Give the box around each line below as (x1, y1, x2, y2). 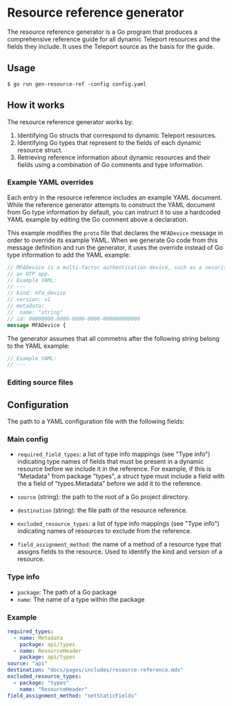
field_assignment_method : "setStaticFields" (7, 692, 137, 699)
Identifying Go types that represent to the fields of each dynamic (17, 138, 202, 146)
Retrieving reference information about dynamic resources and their (17, 153, 211, 161)
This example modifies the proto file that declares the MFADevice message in (7, 228, 223, 237)
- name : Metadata (13, 634, 64, 641)
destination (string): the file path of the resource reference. (17, 506, 188, 515)
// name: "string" (7, 308, 64, 315)
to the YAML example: (7, 342, 70, 350)
